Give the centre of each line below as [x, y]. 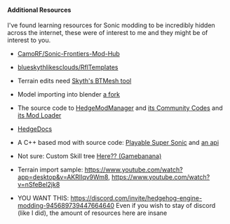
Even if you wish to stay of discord [165, 206]
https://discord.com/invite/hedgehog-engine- [136, 198]
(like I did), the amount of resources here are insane [92, 213]
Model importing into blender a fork [69, 94]
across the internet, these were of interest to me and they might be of [108, 33]
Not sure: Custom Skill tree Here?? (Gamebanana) [89, 156]
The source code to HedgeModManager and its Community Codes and [120, 108]
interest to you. [29, 40]
